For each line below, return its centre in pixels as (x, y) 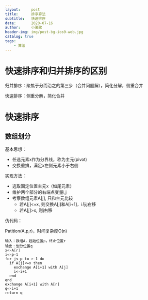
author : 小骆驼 (24, 28)
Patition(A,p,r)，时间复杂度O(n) (36, 231)
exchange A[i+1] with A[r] (32, 284)
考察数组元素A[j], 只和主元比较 (42, 198)
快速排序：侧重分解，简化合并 (35, 95)
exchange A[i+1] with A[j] (41, 267)
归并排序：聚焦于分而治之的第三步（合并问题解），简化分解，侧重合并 (74, 85)
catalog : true (19, 37)
